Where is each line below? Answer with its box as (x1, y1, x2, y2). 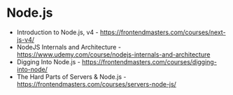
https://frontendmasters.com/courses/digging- (82, 57, 218, 66)
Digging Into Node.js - (16, 57, 81, 66)
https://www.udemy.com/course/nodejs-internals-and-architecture (16, 50, 211, 59)
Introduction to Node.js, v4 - (16, 28, 99, 36)
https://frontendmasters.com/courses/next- (99, 28, 226, 36)
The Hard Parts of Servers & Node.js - (16, 72, 127, 81)
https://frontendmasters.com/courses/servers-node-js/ (16, 80, 176, 88)
